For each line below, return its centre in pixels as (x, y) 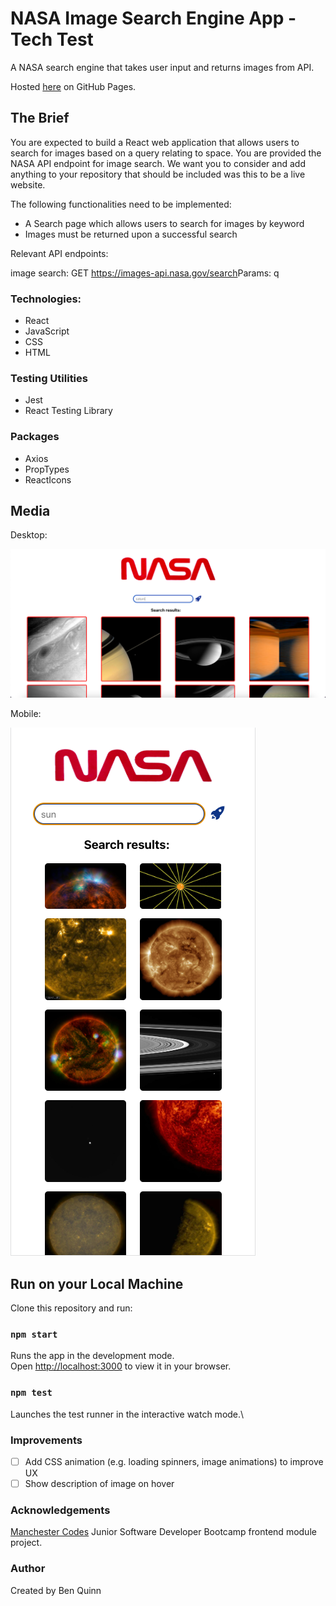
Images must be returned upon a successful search (131, 234)
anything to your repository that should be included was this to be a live (158, 174)
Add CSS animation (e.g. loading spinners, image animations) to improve (174, 1461)
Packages (35, 437)
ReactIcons (48, 479)
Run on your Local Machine (97, 1283)
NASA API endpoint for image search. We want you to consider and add (158, 163)
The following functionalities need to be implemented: (121, 204)
